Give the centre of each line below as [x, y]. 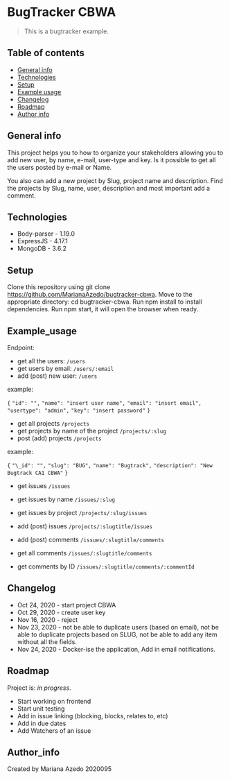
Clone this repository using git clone [59, 287]
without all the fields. [47, 641]
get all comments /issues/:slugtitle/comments [85, 553]
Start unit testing [41, 709]
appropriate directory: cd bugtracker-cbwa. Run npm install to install [105, 302]
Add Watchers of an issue [54, 730]
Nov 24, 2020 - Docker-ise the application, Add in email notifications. [116, 649]
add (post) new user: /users [57, 376]
